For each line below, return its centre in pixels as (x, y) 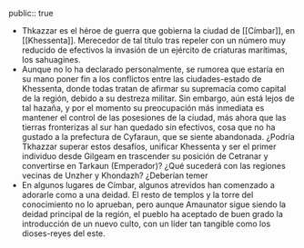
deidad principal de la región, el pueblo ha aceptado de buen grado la (152, 214)
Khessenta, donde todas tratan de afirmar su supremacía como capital (154, 89)
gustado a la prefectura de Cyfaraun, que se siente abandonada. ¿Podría (158, 137)
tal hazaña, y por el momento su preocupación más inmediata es (143, 108)
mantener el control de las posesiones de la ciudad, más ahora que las (154, 118)
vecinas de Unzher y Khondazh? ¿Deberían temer (115, 175)
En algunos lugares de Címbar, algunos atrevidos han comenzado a (148, 185)
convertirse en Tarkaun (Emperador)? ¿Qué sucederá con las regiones (153, 166)
